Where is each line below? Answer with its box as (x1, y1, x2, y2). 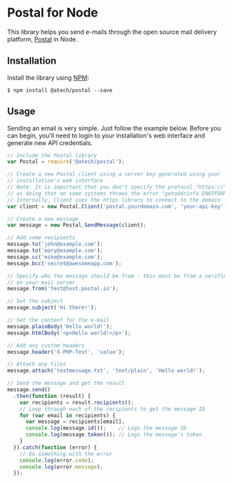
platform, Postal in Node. (7, 35, 78, 43)
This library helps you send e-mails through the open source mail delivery (7, 28, 217, 36)
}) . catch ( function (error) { (13, 444, 97, 451)
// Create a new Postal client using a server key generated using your (7, 171, 221, 178)
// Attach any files (7, 361, 67, 368)
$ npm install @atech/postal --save (7, 86, 113, 94)
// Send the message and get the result (7, 380, 126, 387)
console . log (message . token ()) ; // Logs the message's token (25, 431, 202, 438)
